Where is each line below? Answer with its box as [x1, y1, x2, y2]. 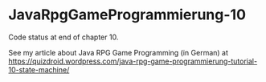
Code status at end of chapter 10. [8, 32, 119, 42]
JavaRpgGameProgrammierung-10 [8, 6, 247, 24]
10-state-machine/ [8, 64, 70, 74]
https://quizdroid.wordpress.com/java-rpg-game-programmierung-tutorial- [8, 56, 258, 66]
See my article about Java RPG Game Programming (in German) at [8, 47, 229, 57]
